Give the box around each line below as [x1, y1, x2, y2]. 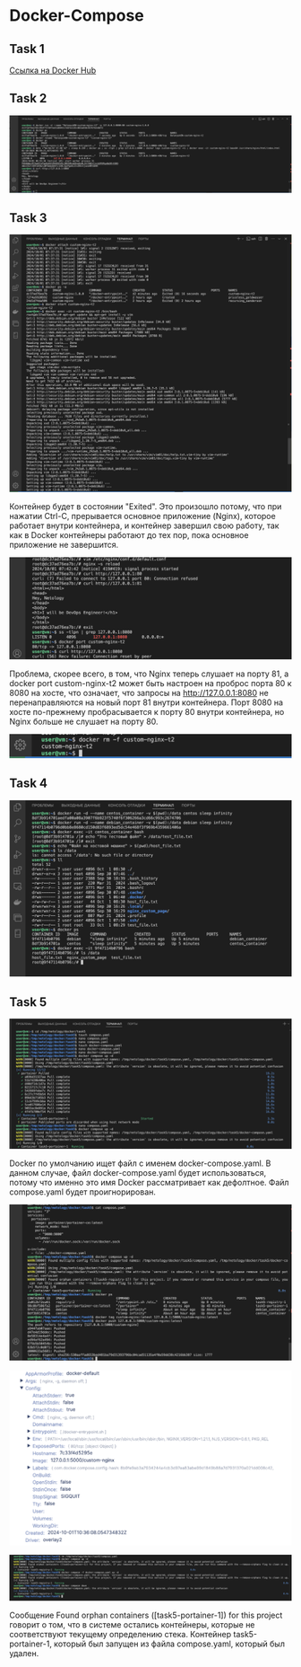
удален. [9, 1648, 39, 1659]
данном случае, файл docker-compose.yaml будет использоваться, [9, 1167, 267, 1177]
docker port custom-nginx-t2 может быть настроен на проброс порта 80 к [9, 678, 292, 689]
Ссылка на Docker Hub [9, 65, 97, 75]
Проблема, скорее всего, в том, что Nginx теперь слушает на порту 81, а [9, 668, 289, 679]
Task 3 [9, 210, 47, 225]
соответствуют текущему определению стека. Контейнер [9, 1629, 232, 1640]
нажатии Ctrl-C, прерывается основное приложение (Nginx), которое [9, 510, 276, 521]
